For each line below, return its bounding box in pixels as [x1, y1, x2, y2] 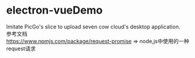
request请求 [6, 45, 36, 52]
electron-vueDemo [6, 4, 103, 17]
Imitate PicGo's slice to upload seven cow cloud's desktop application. [6, 23, 181, 30]
